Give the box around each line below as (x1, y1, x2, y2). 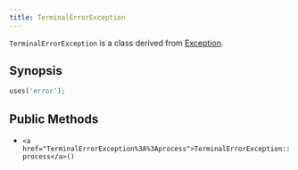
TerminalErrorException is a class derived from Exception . (9, 37, 224, 48)
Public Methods (9, 111, 99, 126)
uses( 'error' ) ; (9, 86, 66, 96)
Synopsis (9, 63, 62, 78)
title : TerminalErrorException (9, 12, 126, 22)
